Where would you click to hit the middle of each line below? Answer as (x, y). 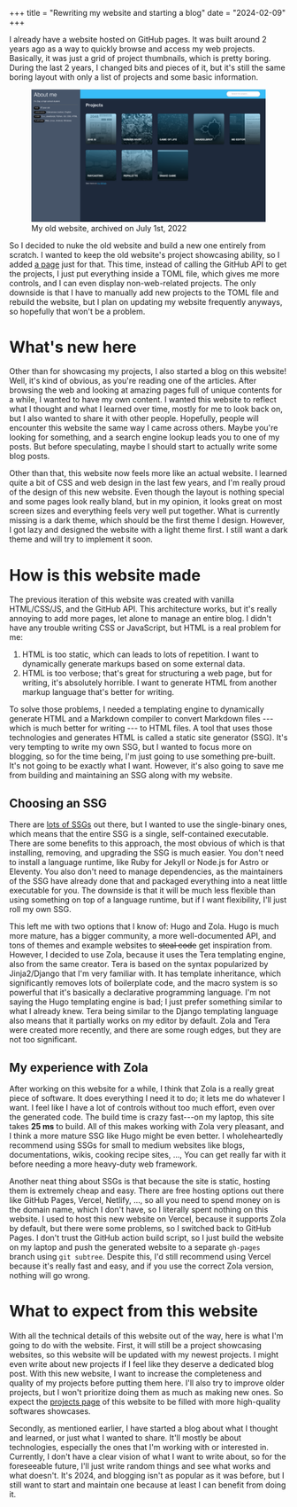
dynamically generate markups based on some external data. (133, 664)
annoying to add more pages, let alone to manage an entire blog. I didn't (141, 619)
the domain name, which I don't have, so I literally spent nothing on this (139, 1210)
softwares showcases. (50, 1411)
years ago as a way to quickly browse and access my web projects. (132, 49)
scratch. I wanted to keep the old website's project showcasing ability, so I (145, 254)
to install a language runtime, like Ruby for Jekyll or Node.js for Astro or (139, 863)
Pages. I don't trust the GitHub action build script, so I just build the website (147, 1238)
